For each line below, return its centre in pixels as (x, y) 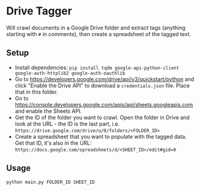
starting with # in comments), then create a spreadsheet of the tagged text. (99, 34)
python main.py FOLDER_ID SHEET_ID (51, 182)
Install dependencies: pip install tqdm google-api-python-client (97, 67)
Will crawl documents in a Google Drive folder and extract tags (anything (96, 28)
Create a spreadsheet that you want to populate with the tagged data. (101, 136)
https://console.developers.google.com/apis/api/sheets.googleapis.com (104, 105)
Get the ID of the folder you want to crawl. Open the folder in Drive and (102, 117)
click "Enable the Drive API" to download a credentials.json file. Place (102, 85)
